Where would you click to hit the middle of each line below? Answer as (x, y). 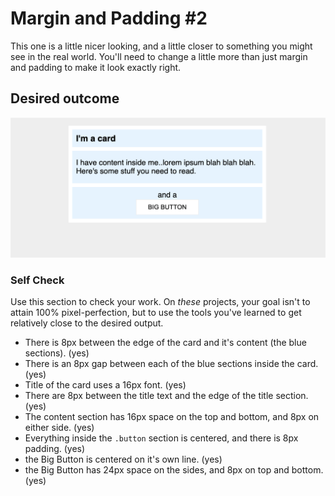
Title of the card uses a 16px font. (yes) (105, 384)
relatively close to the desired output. (87, 323)
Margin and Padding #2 (109, 18)
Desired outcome (65, 98)
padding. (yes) (55, 448)
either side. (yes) (59, 427)
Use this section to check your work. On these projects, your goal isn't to (160, 301)
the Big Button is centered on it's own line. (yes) (123, 459)
